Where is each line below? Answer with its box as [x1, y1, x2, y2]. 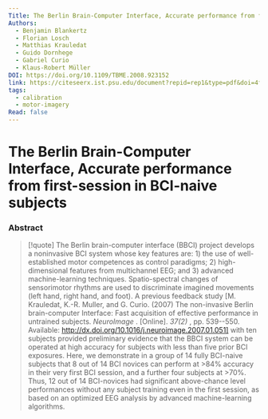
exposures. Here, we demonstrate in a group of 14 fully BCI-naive [27, 351, 243, 361]
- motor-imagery [15, 101, 69, 109]
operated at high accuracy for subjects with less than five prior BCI [27, 342, 248, 352]
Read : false [8, 109, 48, 117]
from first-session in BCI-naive [8, 177, 218, 195]
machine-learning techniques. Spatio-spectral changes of [27, 274, 219, 284]
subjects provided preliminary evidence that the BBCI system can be [27, 333, 254, 344]
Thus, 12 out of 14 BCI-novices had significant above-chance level [27, 377, 246, 386]
